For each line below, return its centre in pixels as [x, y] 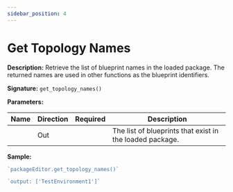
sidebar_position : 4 [37, 14]
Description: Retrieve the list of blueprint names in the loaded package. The [116, 67]
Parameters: [25, 102]
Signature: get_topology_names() [54, 88]
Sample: [19, 157]
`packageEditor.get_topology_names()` [63, 169]
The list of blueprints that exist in [165, 131]
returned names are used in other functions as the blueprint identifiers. [109, 74]
